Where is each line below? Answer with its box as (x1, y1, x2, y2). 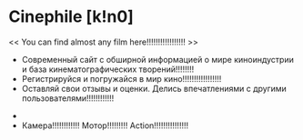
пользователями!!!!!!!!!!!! (21, 93, 115, 104)
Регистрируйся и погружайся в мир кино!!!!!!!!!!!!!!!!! (21, 73, 222, 84)
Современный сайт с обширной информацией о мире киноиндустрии (21, 54, 295, 65)
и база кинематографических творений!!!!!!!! (21, 64, 195, 75)
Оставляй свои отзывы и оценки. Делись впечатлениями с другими (21, 83, 288, 94)
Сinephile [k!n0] (8, 6, 134, 27)
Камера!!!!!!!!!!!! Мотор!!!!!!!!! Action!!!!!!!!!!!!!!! (21, 120, 188, 131)
